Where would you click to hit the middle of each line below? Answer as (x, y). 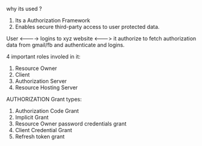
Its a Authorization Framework (53, 20)
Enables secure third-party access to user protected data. (87, 27)
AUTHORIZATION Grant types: (44, 99)
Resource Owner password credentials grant (71, 124)
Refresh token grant (40, 136)
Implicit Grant (32, 117)
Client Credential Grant (44, 130)
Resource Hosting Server (46, 87)
